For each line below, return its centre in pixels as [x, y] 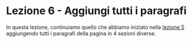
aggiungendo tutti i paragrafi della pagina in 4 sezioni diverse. [81, 33]
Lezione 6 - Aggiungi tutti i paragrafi [96, 11]
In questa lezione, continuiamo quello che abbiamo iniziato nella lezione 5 [95, 27]
